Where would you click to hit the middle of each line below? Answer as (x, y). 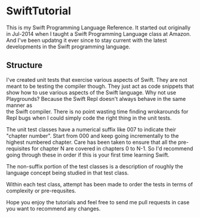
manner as (19, 105)
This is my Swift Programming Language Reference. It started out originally (99, 27)
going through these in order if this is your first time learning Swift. (88, 155)
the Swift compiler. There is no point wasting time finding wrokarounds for (97, 111)
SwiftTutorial (39, 11)
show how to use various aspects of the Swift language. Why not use (91, 92)
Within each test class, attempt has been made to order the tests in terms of (100, 184)
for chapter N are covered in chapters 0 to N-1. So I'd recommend (113, 148)
